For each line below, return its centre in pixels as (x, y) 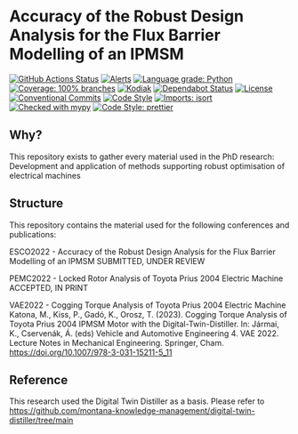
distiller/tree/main (41, 421)
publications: (33, 234)
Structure (36, 203)
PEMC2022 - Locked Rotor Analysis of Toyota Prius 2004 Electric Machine (146, 278)
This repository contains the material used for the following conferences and (149, 225)
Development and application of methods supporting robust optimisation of (147, 165)
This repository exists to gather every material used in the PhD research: (142, 157)
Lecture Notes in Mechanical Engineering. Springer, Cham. (117, 342)
